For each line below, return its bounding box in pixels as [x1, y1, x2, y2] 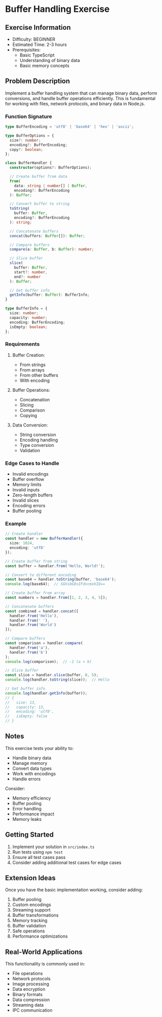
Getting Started [5, 831, 54, 839]
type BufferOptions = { [5, 133, 54, 138]
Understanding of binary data [19, 57, 80, 63]
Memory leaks [12, 816, 42, 822]
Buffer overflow [12, 477, 45, 482]
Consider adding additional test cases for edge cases [12, 859, 121, 865]
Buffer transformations [12, 912, 59, 918]
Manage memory [12, 760, 48, 766]
